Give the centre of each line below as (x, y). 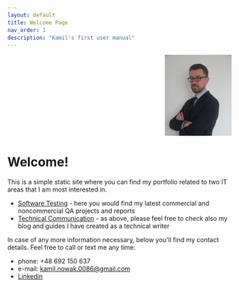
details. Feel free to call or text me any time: (71, 247)
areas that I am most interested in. (57, 189)
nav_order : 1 (27, 30)
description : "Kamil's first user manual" (71, 38)
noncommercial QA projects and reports (76, 211)
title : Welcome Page (38, 22)
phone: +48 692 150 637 (54, 261)
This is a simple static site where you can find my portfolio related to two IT (117, 182)
